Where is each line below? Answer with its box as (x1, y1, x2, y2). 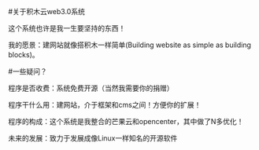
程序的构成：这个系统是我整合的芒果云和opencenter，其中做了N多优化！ (8, 117, 244, 126)
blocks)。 (8, 50, 39, 59)
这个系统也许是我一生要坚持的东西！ (8, 24, 126, 33)
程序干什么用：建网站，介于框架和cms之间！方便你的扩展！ (8, 101, 202, 109)
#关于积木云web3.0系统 (8, 7, 85, 16)
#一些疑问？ (8, 67, 47, 76)
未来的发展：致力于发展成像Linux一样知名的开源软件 (8, 134, 178, 143)
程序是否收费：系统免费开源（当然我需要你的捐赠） (8, 83, 174, 93)
